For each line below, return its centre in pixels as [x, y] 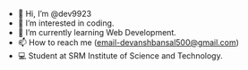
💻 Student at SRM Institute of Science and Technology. [120, 56]
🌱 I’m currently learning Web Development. [97, 32]
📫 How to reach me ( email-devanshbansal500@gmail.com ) [128, 43]
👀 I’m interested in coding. [66, 23]
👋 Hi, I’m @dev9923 [55, 14]
